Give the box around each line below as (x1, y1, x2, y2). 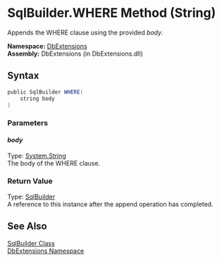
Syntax (7, 70, 39, 82)
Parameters (7, 118, 48, 128)
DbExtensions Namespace (7, 247, 85, 255)
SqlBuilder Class (7, 239, 55, 247)
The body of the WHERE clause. (7, 158, 101, 167)
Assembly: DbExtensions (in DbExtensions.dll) (7, 49, 143, 58)
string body (20, 95, 55, 102)
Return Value (7, 176, 53, 186)
